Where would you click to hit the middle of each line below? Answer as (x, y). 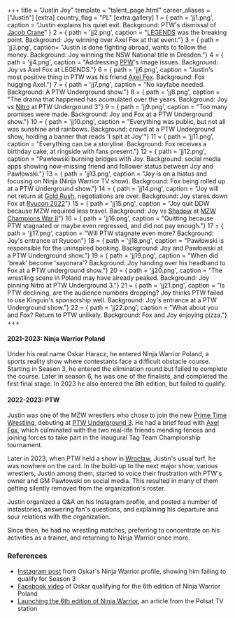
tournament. (25, 445)
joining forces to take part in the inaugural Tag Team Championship (104, 437)
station (27, 608)
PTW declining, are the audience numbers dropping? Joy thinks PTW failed (115, 293)
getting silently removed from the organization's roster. (86, 489)
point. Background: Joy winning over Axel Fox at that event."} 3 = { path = (113, 40)
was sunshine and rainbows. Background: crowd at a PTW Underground (111, 129)
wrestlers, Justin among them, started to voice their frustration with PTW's (115, 473)
